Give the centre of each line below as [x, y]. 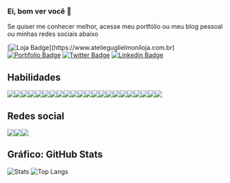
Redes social [36, 116]
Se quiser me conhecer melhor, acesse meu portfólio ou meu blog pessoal [115, 27]
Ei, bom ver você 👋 [39, 11]
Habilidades [34, 77]
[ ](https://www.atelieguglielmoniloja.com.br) [91, 48]
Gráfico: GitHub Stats [55, 154]
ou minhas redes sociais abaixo [53, 34]
